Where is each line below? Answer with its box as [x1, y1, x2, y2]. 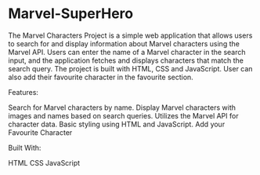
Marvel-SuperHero [8, 5, 134, 23]
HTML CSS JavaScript [8, 158, 81, 167]
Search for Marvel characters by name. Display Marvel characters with [8, 103, 237, 112]
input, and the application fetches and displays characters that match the [8, 56, 244, 65]
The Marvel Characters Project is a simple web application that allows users [8, 31, 253, 40]
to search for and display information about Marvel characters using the [8, 38, 240, 48]
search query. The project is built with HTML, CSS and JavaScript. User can [8, 64, 253, 73]
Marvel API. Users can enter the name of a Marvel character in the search [8, 47, 246, 57]
